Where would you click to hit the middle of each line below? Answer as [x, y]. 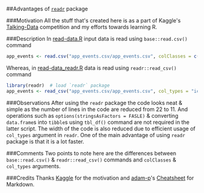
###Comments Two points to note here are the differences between [91, 153]
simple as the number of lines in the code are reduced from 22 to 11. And [97, 109]
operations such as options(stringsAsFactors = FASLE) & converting [92, 115]
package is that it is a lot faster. [45, 141]
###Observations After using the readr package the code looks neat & [94, 103]
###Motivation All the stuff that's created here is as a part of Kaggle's [93, 20]
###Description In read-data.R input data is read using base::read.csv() [97, 39]
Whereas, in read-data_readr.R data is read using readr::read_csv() [92, 68]
